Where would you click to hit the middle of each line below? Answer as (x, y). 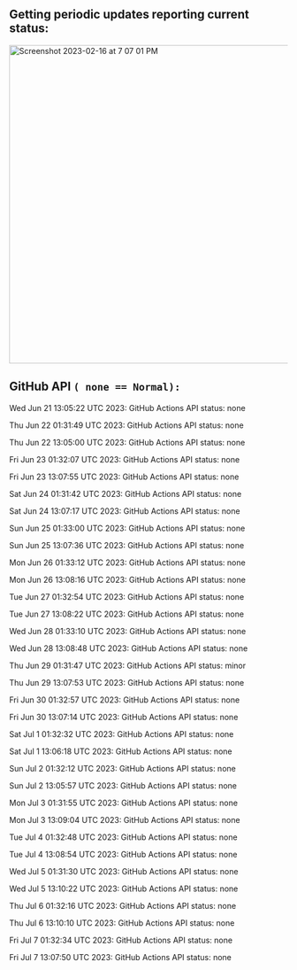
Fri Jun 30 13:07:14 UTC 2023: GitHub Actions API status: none (124, 717)
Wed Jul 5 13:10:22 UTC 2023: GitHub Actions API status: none (124, 889)
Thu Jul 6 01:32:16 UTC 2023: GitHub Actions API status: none (123, 905)
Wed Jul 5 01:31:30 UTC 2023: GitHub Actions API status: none (124, 871)
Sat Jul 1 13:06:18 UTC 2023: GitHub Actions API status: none (121, 751)
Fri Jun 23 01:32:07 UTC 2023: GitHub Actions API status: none (125, 459)
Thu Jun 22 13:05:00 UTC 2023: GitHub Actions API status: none (127, 442)
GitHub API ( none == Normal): (95, 387)
